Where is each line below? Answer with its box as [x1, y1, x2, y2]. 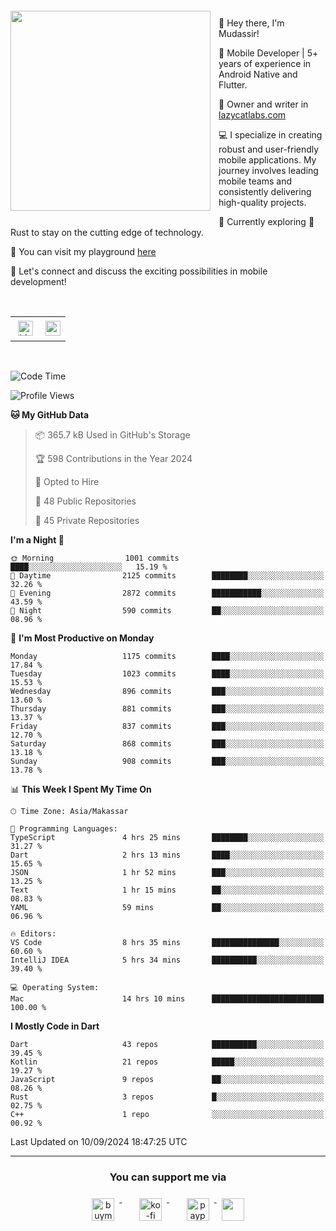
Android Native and [218, 68, 298, 80]
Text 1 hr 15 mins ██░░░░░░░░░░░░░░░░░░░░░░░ [10, 885, 325, 895]
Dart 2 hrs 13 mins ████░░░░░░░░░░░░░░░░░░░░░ [10, 850, 325, 860]
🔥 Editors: [10, 929, 57, 939]
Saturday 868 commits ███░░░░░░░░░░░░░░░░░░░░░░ [10, 739, 325, 749]
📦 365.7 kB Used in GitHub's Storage [34, 429, 191, 441]
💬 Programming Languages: [10, 824, 118, 834]
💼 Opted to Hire [34, 476, 100, 487]
